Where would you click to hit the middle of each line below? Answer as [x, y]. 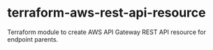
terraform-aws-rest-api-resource [106, 13]
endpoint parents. [33, 39]
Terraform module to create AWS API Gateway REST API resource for [106, 32]
